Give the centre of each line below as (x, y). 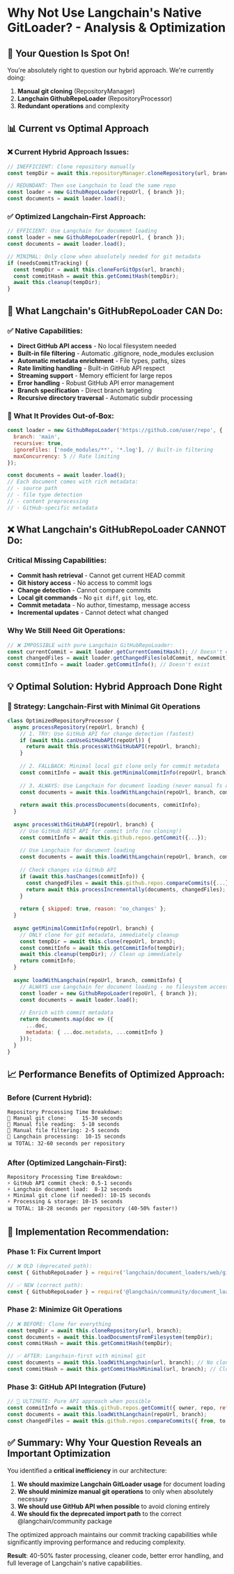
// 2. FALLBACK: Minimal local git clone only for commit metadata (119, 766)
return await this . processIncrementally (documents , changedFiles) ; (126, 889)
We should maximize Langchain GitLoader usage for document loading (121, 1484)
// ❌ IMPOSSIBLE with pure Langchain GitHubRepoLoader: (91, 645)
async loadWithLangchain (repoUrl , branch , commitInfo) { (98, 980)
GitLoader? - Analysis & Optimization (117, 28)
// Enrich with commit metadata (67, 1013)
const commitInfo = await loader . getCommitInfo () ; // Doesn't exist (109, 665)
